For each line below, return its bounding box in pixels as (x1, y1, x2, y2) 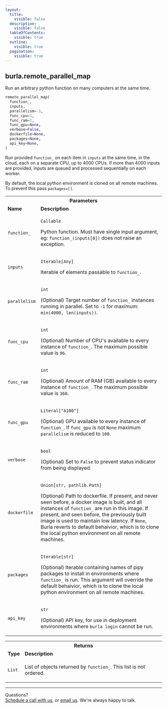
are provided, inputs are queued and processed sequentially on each (5, 165, 147, 171)
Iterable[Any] (40, 259, 74, 264)
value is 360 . (40, 390, 69, 397)
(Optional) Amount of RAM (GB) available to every (40, 377, 158, 384)
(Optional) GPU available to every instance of (40, 418, 146, 425)
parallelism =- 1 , (9, 108, 43, 113)
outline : (9, 40, 28, 45)
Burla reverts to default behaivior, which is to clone (40, 523, 159, 530)
